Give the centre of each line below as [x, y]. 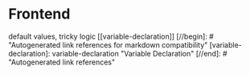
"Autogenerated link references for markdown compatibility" [108, 44]
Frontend [39, 14]
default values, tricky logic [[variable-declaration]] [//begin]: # [111, 36]
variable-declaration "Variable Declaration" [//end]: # [139, 53]
